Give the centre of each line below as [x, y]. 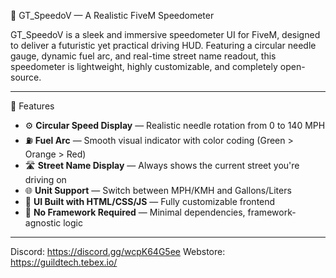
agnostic [43, 223]
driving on [45, 179]
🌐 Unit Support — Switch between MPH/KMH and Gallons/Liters [158, 190]
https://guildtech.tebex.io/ [64, 262]
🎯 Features [32, 106]
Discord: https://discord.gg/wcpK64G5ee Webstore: [118, 251]
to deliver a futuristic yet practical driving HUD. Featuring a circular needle [163, 45]
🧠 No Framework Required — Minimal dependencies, [135, 212]
